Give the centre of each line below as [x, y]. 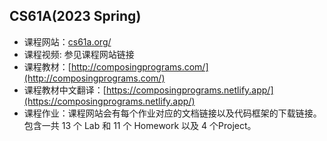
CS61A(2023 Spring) [75, 16]
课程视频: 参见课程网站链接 [79, 54]
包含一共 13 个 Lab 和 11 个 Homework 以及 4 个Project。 [140, 125]
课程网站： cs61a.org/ [67, 41]
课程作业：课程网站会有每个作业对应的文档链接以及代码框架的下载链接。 [172, 113]
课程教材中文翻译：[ [65, 90]
